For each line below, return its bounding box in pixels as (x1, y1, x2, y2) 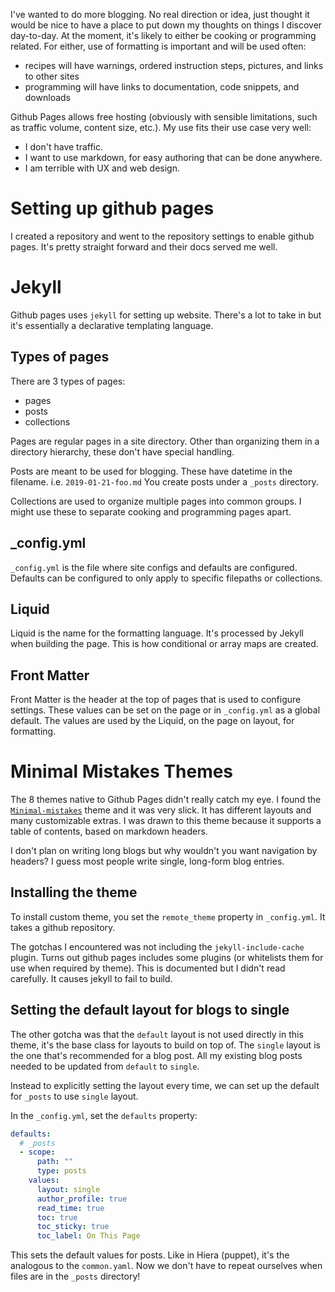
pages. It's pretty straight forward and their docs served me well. (10, 240, 278, 253)
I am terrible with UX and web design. (24, 162, 180, 174)
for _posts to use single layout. (10, 1090, 139, 1102)
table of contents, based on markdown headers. (10, 825, 208, 838)
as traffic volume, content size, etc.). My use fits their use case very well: (10, 122, 312, 133)
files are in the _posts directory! (10, 1270, 141, 1283)
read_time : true (36, 1203, 105, 1213)
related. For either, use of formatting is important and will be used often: (10, 40, 307, 52)
